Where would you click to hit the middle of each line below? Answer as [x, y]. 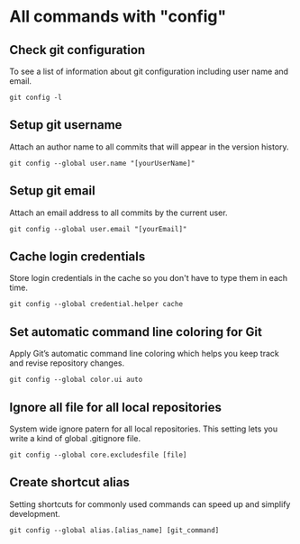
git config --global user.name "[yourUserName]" [102, 163]
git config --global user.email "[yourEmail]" [98, 229]
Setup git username [66, 125]
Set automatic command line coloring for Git [136, 332]
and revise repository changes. [67, 363]
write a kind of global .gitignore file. [75, 439]
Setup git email [53, 191]
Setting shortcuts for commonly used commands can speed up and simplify [150, 504]
